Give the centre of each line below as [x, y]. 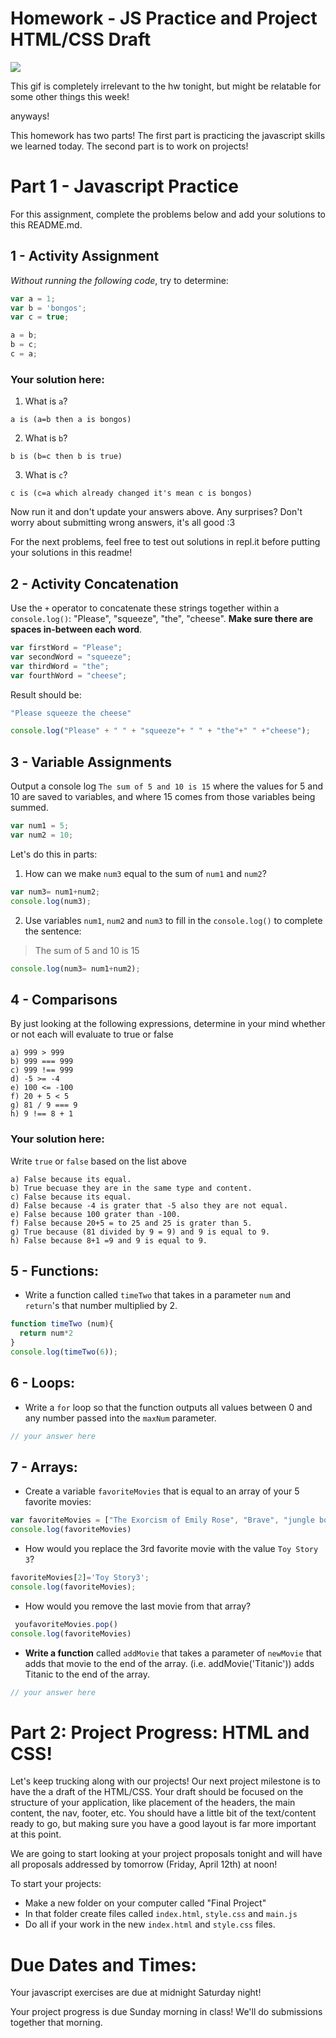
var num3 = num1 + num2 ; [55, 892]
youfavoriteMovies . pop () [66, 1624]
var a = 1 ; [33, 298]
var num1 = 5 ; [40, 826]
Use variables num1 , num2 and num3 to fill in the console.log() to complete [173, 920]
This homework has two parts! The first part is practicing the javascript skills [168, 135]
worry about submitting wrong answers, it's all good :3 [123, 523]
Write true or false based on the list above [98, 1161]
